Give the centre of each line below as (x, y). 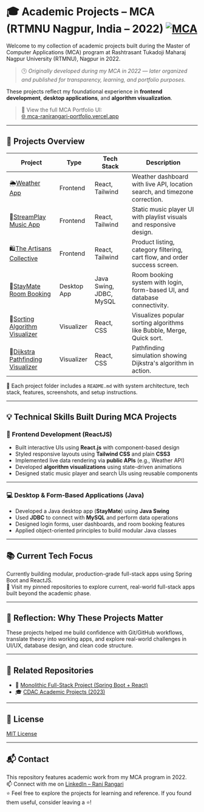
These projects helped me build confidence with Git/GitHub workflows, (95, 633)
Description (163, 162)
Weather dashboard (160, 176)
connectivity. (150, 305)
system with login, (158, 282)
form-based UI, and (160, 290)
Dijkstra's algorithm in (163, 363)
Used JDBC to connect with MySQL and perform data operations (97, 517)
